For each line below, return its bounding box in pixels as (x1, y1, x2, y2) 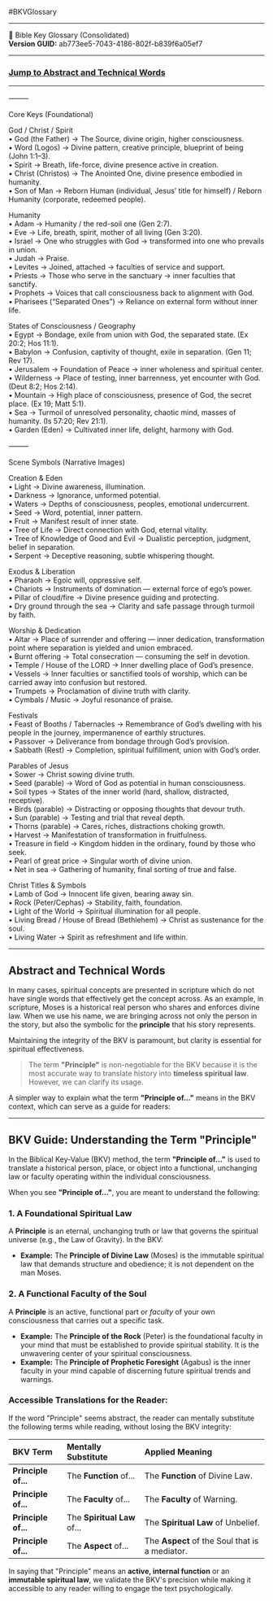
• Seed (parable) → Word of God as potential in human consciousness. (8, 779, 246, 788)
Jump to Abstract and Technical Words (8, 67, 166, 78)
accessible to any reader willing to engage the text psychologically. (8, 1583, 233, 1593)
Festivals (8, 711, 38, 721)
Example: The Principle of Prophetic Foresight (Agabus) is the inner (19, 1357, 251, 1367)
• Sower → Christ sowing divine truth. (8, 770, 135, 779)
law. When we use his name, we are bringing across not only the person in (8, 1011, 258, 1021)
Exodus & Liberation (8, 567, 76, 577)
